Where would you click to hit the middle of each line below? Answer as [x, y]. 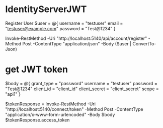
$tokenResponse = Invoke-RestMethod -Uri [50, 104]
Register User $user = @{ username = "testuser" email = [64, 23]
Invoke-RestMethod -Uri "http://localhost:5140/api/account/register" [76, 38]
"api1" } [13, 94]
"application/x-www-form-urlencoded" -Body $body [60, 114]
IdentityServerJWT [46, 9]
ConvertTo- [144, 43]
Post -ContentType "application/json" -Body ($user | [77, 43]
